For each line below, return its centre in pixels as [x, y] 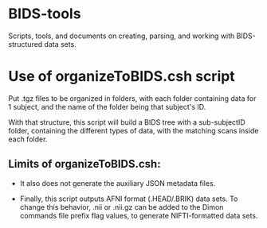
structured [26, 44]
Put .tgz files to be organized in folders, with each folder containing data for [132, 98]
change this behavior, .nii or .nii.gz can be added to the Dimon [122, 207]
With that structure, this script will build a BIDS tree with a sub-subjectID [127, 122]
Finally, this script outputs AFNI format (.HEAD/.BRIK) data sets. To [129, 199]
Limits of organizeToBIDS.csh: [84, 164]
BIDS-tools [45, 14]
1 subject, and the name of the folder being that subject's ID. [107, 106]
